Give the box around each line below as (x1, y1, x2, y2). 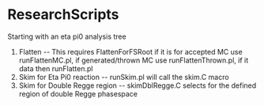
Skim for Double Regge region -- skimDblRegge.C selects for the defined (18, 81, 257, 90)
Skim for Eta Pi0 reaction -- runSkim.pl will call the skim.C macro (18, 72, 230, 81)
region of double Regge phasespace (18, 89, 138, 98)
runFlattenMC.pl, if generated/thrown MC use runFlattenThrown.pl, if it (18, 55, 249, 65)
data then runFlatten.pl (18, 63, 93, 73)
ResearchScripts (7, 6, 119, 24)
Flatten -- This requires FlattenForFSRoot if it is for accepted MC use (18, 47, 243, 56)
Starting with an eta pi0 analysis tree (7, 32, 127, 41)
